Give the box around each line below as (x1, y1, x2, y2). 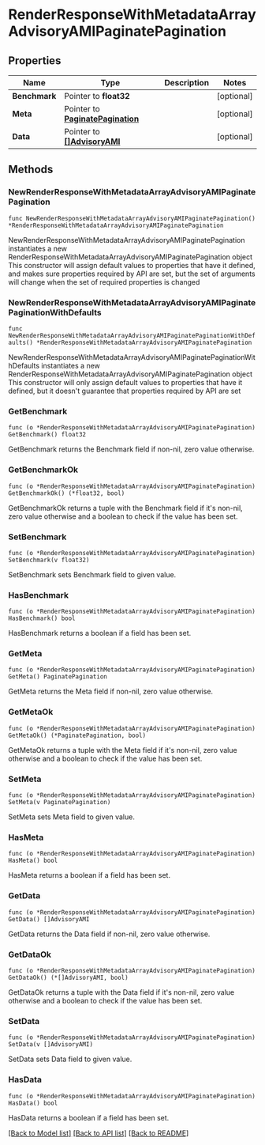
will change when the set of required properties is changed (8, 277, 200, 286)
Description (164, 77, 210, 88)
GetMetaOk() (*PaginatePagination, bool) (8, 731, 147, 739)
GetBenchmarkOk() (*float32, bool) (8, 489, 125, 497)
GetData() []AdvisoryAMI (8, 915, 90, 923)
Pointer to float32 (64, 91, 130, 101)
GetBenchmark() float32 (8, 431, 87, 439)
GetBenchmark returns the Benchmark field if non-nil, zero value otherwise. (8, 444, 255, 454)
